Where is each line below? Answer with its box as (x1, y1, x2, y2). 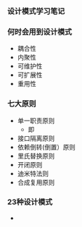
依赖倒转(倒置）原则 (17, 142, 76, 151)
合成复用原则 (17, 178, 55, 186)
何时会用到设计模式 (7, 27, 72, 37)
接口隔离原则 (17, 134, 55, 142)
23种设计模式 (7, 197, 53, 207)
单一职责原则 (17, 116, 55, 125)
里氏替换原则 (17, 152, 55, 160)
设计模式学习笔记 (7, 6, 65, 16)
